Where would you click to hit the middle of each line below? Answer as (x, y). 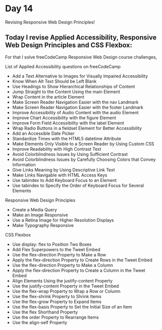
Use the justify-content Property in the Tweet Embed (66, 286)
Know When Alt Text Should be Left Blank (54, 81)
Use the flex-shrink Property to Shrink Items (57, 296)
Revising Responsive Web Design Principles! (50, 22)
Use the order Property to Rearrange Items (55, 317)
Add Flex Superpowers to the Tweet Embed (56, 249)
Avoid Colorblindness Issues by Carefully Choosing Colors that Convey (84, 159)
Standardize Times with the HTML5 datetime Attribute (67, 138)
